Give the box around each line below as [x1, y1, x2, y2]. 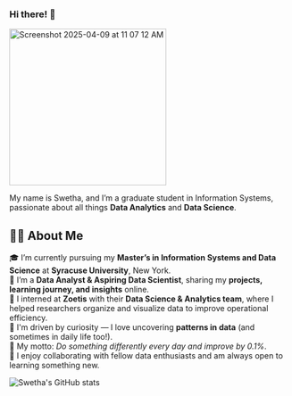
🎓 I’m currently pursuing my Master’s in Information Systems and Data [9, 252, 277, 263]
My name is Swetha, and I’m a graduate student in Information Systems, [9, 193, 274, 203]
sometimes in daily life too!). [9, 332, 113, 342]
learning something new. [9, 360, 100, 371]
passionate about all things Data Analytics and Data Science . [9, 202, 237, 213]
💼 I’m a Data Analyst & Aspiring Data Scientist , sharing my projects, [9, 275, 263, 285]
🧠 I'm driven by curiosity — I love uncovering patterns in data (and [9, 322, 255, 333]
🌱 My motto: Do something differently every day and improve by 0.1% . [9, 341, 267, 351]
